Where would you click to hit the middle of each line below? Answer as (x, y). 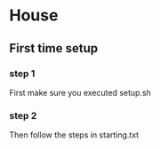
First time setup (54, 48)
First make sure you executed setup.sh (80, 92)
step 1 (22, 74)
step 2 (23, 115)
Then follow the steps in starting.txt (74, 135)
